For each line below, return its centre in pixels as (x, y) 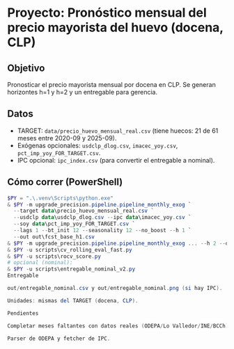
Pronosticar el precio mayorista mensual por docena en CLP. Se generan (111, 84)
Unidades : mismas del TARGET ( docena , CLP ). (73, 300)
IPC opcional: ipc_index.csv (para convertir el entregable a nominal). (116, 160)
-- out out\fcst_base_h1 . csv (54, 237)
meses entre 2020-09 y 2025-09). (67, 138)
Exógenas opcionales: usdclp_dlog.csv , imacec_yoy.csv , (97, 145)
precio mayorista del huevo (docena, (116, 27)
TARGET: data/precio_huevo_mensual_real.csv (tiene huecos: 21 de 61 (118, 131)
